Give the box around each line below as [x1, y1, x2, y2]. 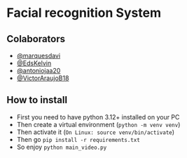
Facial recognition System [6, 5, 162, 21]
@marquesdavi [16, 51, 61, 60]
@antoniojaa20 [16, 67, 61, 74]
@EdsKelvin [16, 59, 52, 67]
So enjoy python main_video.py [16, 143, 107, 151]
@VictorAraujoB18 [16, 74, 69, 82]
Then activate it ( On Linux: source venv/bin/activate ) [16, 128, 175, 136]
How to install [6, 94, 68, 106]
